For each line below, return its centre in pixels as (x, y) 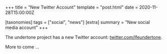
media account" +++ (27, 27)
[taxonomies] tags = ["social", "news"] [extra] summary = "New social (78, 22)
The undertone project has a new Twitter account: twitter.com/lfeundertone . (84, 37)
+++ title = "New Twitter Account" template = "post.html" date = (72, 7)
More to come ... (22, 47)
